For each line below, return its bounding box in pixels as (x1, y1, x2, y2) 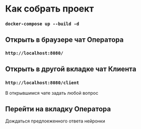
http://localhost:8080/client (5, 80, 80, 86)
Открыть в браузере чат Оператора (5, 35, 124, 44)
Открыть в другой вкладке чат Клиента (5, 64, 136, 73)
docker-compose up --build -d (5, 21, 80, 27)
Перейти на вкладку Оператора (5, 104, 111, 113)
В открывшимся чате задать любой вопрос (5, 90, 99, 96)
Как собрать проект (5, 3, 94, 15)
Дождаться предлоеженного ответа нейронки (5, 118, 105, 124)
